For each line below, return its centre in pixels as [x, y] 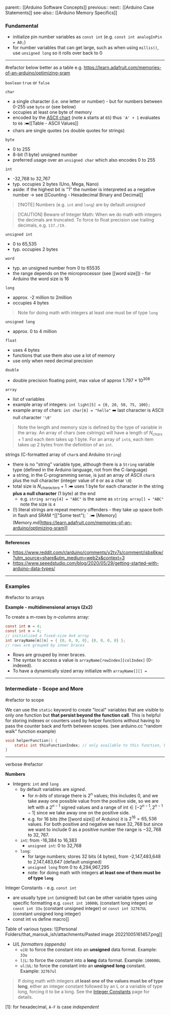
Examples [18, 586]
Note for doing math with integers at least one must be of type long [88, 313]
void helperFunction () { [31, 740]
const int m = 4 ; [24, 626]
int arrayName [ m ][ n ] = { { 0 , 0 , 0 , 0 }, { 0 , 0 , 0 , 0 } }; [65, 641]
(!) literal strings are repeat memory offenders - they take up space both [88, 509]
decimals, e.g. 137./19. [42, 225]
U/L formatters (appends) [39, 944]
